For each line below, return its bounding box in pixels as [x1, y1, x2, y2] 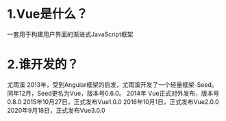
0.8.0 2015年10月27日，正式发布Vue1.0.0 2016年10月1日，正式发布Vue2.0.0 [7, 97, 219, 106]
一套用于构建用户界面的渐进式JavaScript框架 [7, 30, 134, 38]
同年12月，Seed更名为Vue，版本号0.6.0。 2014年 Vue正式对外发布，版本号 [7, 89, 220, 97]
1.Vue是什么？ [7, 6, 88, 22]
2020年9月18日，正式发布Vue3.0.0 [7, 106, 105, 114]
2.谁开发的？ [7, 57, 79, 72]
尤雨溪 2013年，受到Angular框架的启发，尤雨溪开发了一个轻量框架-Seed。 [7, 80, 218, 89]
